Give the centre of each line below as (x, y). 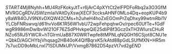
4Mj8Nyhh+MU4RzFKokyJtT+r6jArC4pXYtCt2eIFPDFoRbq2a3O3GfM (93, 7)
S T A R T (13, 7)
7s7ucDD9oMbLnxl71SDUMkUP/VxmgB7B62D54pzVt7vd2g (69, 46)
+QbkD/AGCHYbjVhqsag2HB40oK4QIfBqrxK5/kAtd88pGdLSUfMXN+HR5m (85, 40)
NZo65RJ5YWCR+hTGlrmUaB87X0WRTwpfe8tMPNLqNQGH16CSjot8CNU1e (86, 35)
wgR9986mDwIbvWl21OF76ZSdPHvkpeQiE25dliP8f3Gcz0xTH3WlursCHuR (85, 29)
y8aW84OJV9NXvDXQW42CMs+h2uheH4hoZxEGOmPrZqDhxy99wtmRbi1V (86, 18)
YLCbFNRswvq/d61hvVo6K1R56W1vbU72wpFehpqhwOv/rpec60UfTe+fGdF (85, 24)
